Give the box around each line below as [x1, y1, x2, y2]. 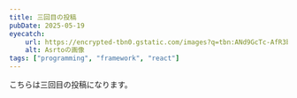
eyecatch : [9, 29, 46, 38]
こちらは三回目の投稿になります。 [9, 79, 133, 89]
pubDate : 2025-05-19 [9, 21, 86, 30]
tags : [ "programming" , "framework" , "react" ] [9, 54, 179, 63]
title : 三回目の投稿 [9, 12, 77, 22]
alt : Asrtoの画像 [25, 46, 85, 55]
